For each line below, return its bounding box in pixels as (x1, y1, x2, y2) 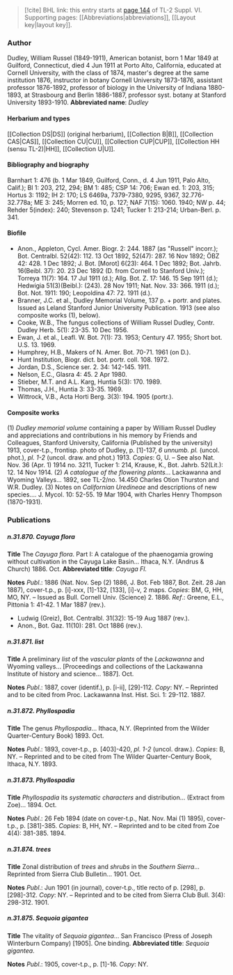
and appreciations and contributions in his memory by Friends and (7, 431, 198, 439)
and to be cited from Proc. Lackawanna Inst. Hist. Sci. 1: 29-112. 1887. (7, 690, 206, 699)
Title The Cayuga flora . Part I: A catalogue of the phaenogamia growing (7, 550, 214, 558)
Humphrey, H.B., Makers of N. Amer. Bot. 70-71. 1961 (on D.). (17, 348, 191, 356)
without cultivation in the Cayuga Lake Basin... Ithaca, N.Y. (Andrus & (7, 557, 204, 565)
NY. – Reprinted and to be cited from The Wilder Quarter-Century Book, (7, 752, 212, 760)
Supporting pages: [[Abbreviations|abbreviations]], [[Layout (24, 13, 196, 22)
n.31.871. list (7, 637, 44, 646)
